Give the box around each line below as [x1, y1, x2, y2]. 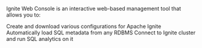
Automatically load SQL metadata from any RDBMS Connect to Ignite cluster [6, 29, 196, 36]
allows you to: [6, 11, 41, 18]
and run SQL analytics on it [6, 36, 74, 42]
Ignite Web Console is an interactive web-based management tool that [6, 5, 181, 12]
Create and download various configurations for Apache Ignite [6, 23, 162, 30]
